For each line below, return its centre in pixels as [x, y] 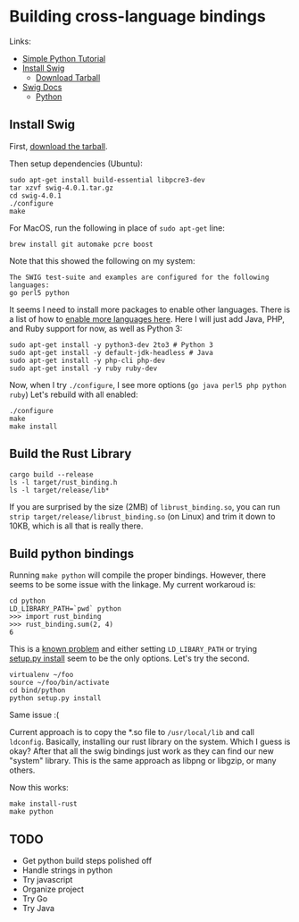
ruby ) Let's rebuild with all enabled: [74, 394]
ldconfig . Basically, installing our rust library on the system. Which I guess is [150, 742]
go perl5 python [39, 292]
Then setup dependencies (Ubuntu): [76, 164]
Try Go [35, 899]
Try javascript [47, 880]
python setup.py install [55, 698]
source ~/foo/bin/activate [59, 683]
